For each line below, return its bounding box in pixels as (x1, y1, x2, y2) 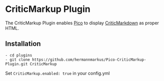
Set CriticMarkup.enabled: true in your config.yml (5, 70, 110, 76)
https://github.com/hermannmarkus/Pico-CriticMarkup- (31, 57, 146, 62)
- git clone (5, 57, 30, 62)
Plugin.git (5, 61, 28, 67)
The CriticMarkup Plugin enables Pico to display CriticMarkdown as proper (5, 20, 159, 26)
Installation (5, 40, 41, 48)
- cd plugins (5, 53, 32, 58)
